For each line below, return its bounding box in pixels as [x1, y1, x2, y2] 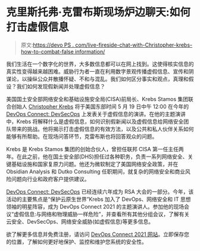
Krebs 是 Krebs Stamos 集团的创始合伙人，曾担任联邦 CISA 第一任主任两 [6, 145, 184, 152]
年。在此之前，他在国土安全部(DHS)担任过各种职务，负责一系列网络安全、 [6, 153, 188, 160]
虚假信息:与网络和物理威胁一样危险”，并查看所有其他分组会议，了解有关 [14, 210, 190, 218]
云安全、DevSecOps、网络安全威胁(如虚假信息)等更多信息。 [6, 218, 154, 225]
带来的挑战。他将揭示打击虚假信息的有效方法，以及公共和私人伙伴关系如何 [11, 125, 194, 132]
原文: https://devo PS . [20, 41, 74, 48]
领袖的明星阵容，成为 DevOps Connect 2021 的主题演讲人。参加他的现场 [6, 203, 185, 210]
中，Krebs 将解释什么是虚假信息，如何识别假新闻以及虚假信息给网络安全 [6, 118, 184, 125]
